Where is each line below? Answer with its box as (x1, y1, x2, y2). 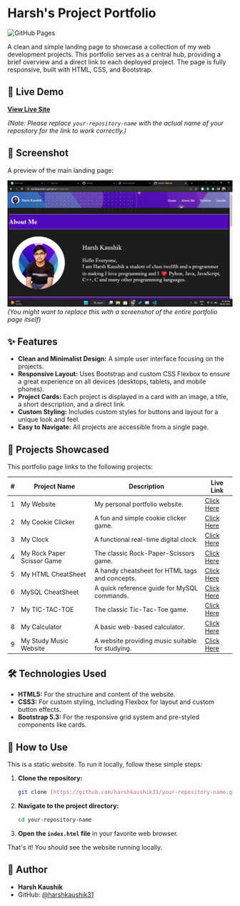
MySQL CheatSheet (21, 588, 79, 596)
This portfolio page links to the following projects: (7, 463, 154, 471)
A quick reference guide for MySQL (94, 584, 199, 593)
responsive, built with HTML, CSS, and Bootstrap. (7, 65, 154, 74)
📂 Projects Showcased (7, 443, 109, 455)
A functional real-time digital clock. (94, 535, 199, 543)
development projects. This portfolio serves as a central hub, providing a (7, 50, 221, 59)
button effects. (17, 705, 61, 714)
